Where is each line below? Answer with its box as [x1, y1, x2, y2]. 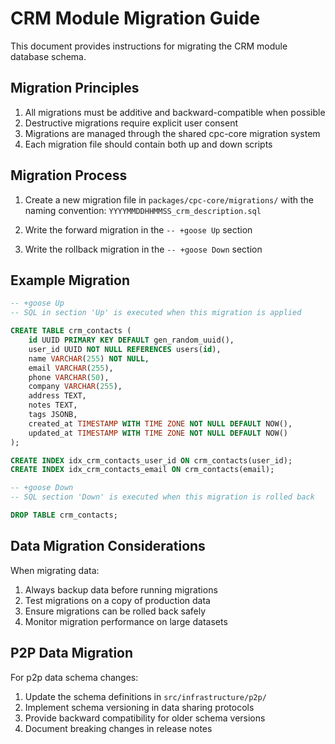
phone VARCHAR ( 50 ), [28, 372, 110, 382]
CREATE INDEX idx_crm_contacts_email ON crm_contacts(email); [10, 465, 275, 475]
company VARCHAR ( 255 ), [28, 382, 123, 392]
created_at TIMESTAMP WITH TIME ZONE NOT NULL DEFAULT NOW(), [28, 418, 293, 429]
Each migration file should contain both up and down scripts [24, 138, 273, 150]
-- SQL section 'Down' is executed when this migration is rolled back [10, 492, 315, 502]
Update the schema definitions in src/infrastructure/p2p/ [24, 690, 267, 702]
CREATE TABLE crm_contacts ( [10, 326, 132, 336]
